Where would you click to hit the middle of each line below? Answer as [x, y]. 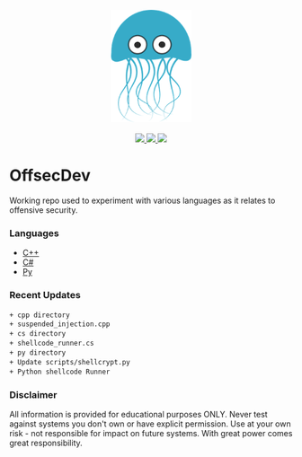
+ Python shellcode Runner [60, 372]
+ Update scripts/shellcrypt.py [70, 362]
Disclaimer [33, 394]
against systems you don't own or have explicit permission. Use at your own [150, 424]
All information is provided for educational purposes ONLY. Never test [138, 414]
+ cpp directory [40, 315]
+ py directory [38, 353]
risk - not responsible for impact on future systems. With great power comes [151, 433]
